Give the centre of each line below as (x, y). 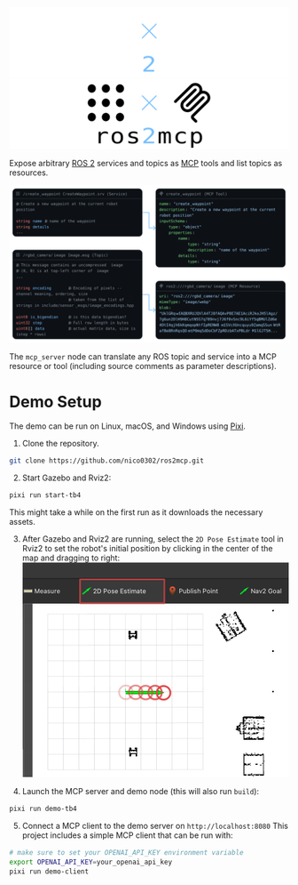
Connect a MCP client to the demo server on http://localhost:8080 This (155, 826)
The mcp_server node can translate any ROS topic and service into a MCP (143, 356)
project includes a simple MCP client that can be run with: (127, 835)
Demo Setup (55, 402)
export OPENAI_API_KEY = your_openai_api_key (91, 862)
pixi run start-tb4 (45, 495)
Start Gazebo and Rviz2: (67, 478)
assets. (22, 522)
